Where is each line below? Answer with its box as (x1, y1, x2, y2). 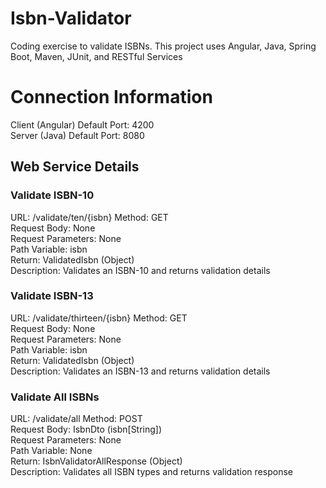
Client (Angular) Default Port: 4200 (10, 118, 155, 131)
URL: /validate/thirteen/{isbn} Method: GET (10, 312, 188, 324)
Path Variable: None (10, 445, 93, 457)
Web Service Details (10, 158, 140, 176)
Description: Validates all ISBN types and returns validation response (10, 466, 293, 478)
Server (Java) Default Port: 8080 (10, 129, 145, 141)
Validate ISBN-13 (10, 289, 94, 303)
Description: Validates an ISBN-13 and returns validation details (10, 365, 271, 377)
